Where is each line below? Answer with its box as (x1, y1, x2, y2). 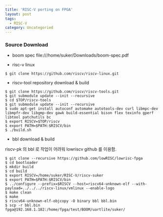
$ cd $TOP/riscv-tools (5, 98, 51, 103)
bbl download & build (12, 136, 55, 142)
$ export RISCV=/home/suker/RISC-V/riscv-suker (5, 173, 104, 178)
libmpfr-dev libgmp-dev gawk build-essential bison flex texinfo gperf (5, 111, 154, 116)
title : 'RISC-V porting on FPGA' (5, 7, 73, 12)
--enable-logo (85, 186, 115, 191)
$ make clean (5, 190, 32, 195)
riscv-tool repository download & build (12, 80, 89, 86)
